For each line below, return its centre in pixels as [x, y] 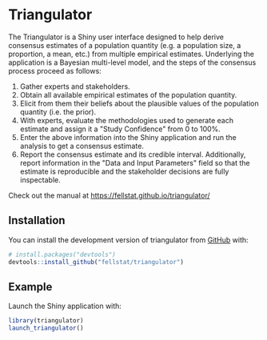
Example [30, 287]
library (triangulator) [46, 321]
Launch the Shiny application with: [65, 306]
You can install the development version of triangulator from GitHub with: [129, 240]
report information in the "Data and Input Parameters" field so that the [135, 162]
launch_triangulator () [46, 328]
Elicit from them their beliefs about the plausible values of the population [139, 103]
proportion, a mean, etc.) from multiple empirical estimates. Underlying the [131, 54]
